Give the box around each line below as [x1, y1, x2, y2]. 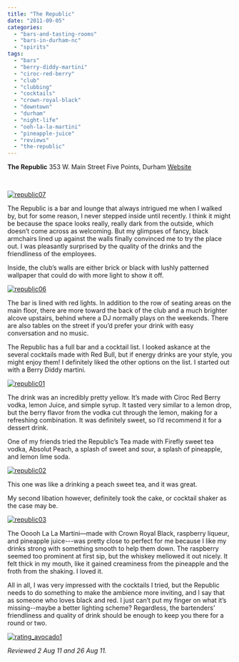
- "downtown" [14, 103, 53, 111]
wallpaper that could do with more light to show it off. [7, 271, 164, 280]
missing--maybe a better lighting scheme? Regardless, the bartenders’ [7, 604, 215, 612]
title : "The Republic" [7, 10, 75, 18]
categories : [7, 24, 43, 31]
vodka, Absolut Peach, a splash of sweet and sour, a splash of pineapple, [7, 445, 223, 454]
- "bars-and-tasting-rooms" [14, 30, 98, 38]
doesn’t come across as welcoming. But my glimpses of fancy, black [7, 227, 209, 235]
